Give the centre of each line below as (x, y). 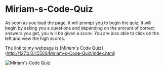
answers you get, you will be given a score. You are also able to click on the (82, 33)
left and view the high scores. (35, 38)
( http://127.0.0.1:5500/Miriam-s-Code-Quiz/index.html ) (61, 53)
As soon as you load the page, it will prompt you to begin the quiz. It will (78, 23)
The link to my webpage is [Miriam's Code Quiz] (54, 48)
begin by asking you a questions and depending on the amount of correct (80, 28)
